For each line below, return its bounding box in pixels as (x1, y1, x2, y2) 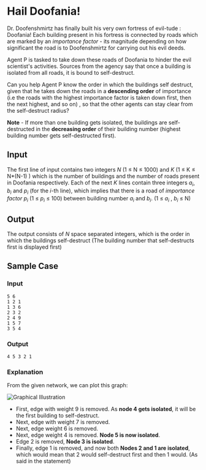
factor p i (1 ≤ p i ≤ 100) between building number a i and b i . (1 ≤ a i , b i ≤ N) (7, 195, 191, 203)
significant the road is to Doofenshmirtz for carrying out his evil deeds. (7, 44, 186, 51)
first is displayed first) (7, 243, 62, 251)
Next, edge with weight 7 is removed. (15, 419, 110, 426)
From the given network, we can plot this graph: (7, 382, 128, 389)
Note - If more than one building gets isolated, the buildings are (7, 118, 167, 126)
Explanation (7, 368, 44, 376)
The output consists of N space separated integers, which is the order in (7, 230, 190, 237)
